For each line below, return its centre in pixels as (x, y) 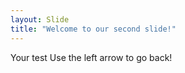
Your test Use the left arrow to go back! (91, 57)
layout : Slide (40, 19)
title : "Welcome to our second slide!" (93, 29)
